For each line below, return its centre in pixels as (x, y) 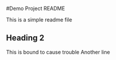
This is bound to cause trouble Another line (58, 52)
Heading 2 (25, 38)
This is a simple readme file (39, 20)
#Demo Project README (36, 8)
